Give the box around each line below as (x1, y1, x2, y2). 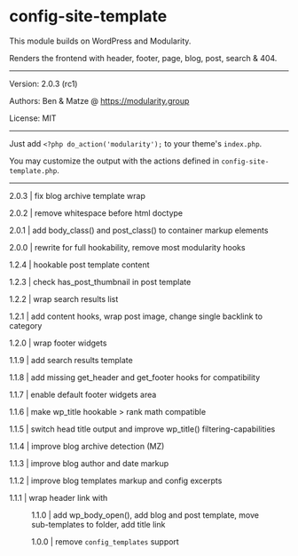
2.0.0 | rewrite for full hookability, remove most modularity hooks (9, 242, 246, 252)
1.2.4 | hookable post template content (9, 259, 150, 270)
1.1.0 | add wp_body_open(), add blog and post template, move (31, 509, 260, 520)
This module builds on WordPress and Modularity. (9, 36, 192, 46)
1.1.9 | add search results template (9, 354, 133, 365)
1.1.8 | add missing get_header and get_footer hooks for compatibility (9, 371, 261, 383)
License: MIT (9, 113, 57, 123)
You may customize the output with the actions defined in (9, 155, 220, 166)
